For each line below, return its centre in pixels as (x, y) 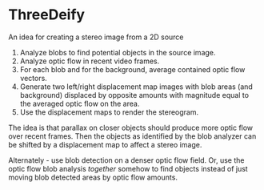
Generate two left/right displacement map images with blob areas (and (136, 87)
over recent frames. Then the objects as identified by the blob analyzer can (132, 136)
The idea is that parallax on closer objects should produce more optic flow (131, 127)
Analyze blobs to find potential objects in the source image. (118, 52)
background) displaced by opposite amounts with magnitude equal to (134, 95)
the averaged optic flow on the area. (80, 103)
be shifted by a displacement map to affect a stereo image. (105, 144)
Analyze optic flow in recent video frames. (90, 61)
